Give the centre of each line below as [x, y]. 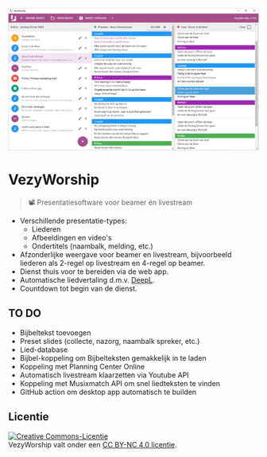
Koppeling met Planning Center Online [82, 366]
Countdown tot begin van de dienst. [78, 288]
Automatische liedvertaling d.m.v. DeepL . [87, 279]
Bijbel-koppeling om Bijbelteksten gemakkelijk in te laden [113, 357]
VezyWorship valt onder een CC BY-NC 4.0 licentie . [93, 444]
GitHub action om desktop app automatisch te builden [108, 392]
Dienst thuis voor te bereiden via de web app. [94, 271]
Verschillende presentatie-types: [73, 221]
